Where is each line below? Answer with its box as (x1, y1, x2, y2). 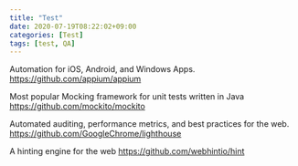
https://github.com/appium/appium (9, 74, 142, 85)
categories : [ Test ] (9, 30, 84, 39)
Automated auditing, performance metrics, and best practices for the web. (9, 119, 290, 130)
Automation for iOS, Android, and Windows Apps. (9, 64, 196, 75)
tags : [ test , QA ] (9, 38, 76, 48)
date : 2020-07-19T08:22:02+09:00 (9, 22, 137, 31)
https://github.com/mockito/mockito (9, 101, 146, 112)
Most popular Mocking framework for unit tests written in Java (9, 91, 245, 102)
